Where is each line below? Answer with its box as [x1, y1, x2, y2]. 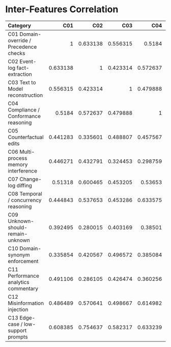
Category [8, 22, 32, 29]
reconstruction [8, 92, 43, 99]
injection [8, 306, 28, 313]
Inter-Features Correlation [5, 4, 119, 15]
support [8, 327, 27, 334]
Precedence [8, 43, 37, 50]
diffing [16, 182, 32, 189]
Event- [19, 57, 37, 65]
